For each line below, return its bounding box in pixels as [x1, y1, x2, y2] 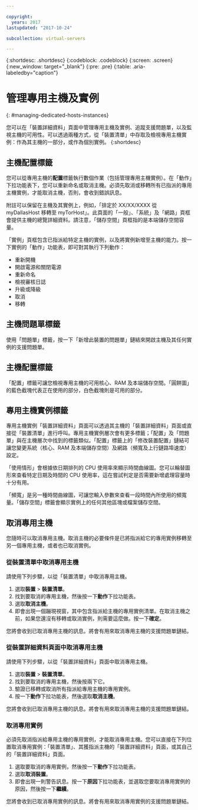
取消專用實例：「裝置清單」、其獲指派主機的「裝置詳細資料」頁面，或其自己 [11, 743, 192, 750]
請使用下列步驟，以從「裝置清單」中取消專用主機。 [6, 573, 130, 580]
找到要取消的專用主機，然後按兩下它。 [14, 678, 108, 685]
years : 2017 [11, 19, 41, 25]
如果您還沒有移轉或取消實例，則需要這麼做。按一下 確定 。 [25, 615, 165, 622]
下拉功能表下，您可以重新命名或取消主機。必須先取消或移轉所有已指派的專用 [6, 182, 192, 189]
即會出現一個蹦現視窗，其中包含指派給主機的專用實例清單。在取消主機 [14, 607, 186, 614]
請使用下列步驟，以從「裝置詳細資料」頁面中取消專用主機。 [6, 658, 151, 665]
